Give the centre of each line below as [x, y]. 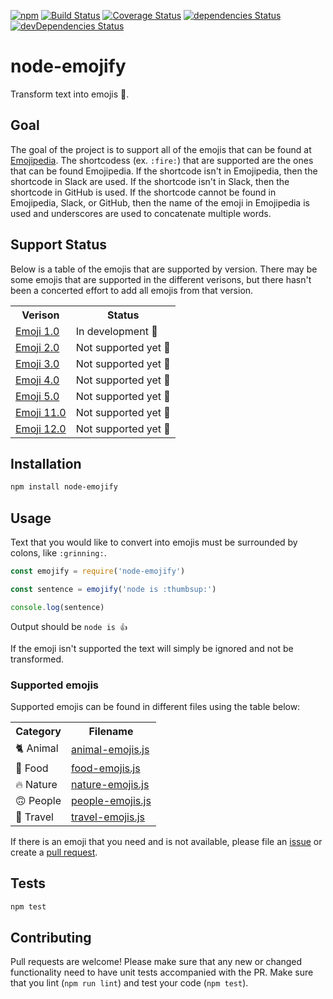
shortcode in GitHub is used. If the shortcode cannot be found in [143, 192]
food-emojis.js [106, 768]
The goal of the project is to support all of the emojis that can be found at [161, 149]
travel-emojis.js [108, 817]
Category [38, 731]
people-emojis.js [111, 800]
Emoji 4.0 [37, 380]
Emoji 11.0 [41, 412]
